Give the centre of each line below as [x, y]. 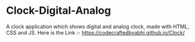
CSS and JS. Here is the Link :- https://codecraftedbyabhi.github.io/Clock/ [95, 32]
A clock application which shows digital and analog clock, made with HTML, [97, 26]
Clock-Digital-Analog [59, 11]
